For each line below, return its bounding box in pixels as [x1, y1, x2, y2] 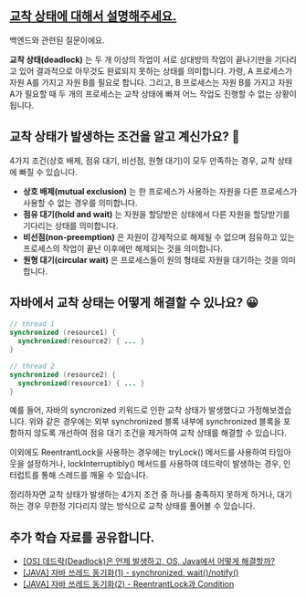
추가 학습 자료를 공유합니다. [9, 530, 155, 545]
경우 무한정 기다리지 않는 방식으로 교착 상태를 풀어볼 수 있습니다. [26, 500, 256, 511]
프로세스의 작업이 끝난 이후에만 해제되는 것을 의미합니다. [22, 243, 224, 254]
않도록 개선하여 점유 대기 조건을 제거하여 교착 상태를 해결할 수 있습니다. [33, 427, 288, 438]
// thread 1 [9, 320, 55, 329]
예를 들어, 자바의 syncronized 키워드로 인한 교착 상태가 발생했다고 [9, 404, 246, 415]
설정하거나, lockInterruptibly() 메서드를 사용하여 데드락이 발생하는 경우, [26, 458, 281, 469]
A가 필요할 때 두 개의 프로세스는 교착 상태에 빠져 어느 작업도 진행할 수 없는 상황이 [9, 88, 297, 99]
